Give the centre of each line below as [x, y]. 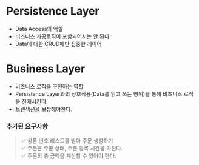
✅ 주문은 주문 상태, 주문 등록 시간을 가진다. [72, 148]
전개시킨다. [35, 101]
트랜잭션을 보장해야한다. [44, 109]
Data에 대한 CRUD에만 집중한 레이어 [58, 44]
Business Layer [46, 69]
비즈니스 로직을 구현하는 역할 [49, 86]
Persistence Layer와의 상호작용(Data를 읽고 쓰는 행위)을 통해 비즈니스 [99, 94]
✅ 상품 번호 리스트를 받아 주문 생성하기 [67, 141]
